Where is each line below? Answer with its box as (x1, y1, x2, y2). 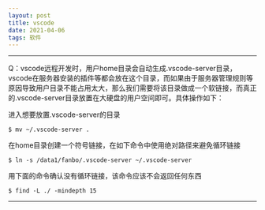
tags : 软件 (8, 33, 42, 42)
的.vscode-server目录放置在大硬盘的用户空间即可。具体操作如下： (8, 93, 224, 103)
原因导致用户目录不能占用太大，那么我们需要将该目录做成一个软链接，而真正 (8, 84, 257, 93)
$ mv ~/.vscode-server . (8, 126, 90, 134)
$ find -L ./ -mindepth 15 (8, 187, 97, 195)
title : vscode (8, 19, 55, 27)
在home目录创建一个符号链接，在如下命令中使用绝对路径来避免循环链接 (8, 141, 241, 150)
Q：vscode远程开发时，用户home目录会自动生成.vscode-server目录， (8, 64, 237, 73)
